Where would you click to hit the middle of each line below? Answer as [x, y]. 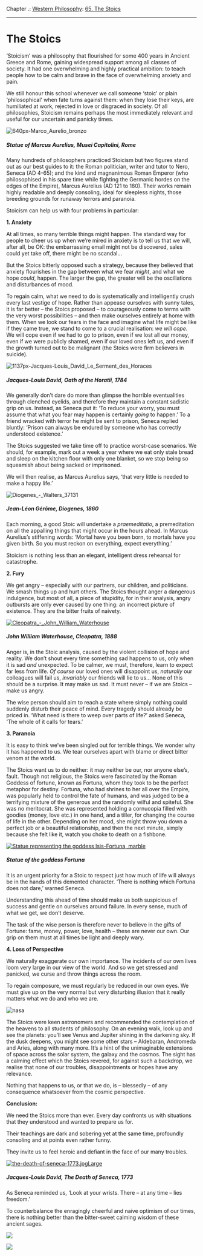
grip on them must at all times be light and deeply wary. [76, 937]
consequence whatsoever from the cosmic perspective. [76, 1092]
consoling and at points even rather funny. [59, 1140]
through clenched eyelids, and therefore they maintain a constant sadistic [98, 401]
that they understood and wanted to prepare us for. [70, 1121]
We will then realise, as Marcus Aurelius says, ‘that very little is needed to [98, 476]
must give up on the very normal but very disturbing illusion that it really [96, 992]
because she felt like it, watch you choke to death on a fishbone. [87, 834]
